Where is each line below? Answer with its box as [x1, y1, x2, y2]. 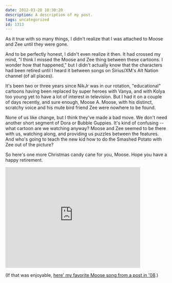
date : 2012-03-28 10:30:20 [5, 7, 63, 13]
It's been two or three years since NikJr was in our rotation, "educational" [5, 83, 161, 89]
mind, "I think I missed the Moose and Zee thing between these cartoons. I [5, 57, 163, 63]
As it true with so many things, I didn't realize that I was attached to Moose [5, 36, 163, 42]
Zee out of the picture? [5, 142, 54, 148]
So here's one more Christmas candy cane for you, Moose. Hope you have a [5, 151, 167, 158]
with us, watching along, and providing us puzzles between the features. [5, 131, 159, 137]
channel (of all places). [5, 73, 54, 79]
